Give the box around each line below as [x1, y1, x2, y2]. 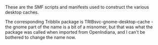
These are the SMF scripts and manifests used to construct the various [5, 4, 149, 10]
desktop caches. [5, 9, 39, 15]
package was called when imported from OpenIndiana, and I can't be [5, 29, 145, 35]
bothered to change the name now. [5, 34, 76, 40]
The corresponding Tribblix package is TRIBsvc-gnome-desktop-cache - [5, 19, 154, 24]
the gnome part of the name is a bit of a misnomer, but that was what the [5, 24, 153, 30]
